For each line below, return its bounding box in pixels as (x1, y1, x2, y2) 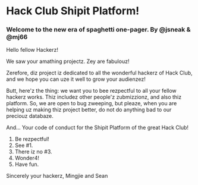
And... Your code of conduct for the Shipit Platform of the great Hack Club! (6, 124, 189, 131)
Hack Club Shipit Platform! (6, 4, 140, 18)
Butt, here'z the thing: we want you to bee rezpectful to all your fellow (6, 87, 177, 95)
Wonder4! (14, 155, 40, 162)
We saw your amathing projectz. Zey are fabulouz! (6, 58, 130, 65)
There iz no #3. (14, 148, 52, 155)
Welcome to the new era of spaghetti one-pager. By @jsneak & (6, 26, 191, 34)
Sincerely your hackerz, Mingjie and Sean (6, 173, 108, 180)
